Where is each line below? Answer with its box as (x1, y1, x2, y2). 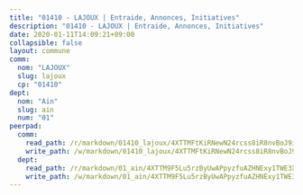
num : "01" (17, 113, 54, 122)
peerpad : (9, 122, 42, 131)
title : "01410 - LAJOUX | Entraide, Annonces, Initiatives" (9, 13, 241, 22)
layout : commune (9, 47, 70, 56)
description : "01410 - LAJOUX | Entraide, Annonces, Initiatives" (9, 22, 264, 31)
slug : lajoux (17, 72, 67, 81)
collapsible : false (9, 38, 83, 48)
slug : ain (17, 105, 54, 114)
